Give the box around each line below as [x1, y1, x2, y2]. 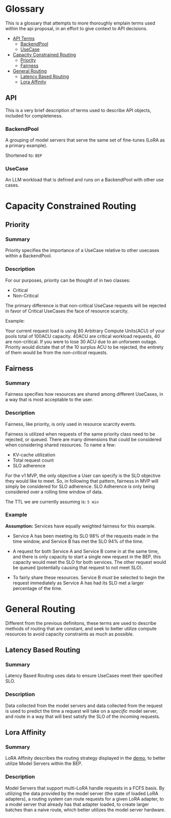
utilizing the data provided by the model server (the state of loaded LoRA [5, 790, 158, 797]
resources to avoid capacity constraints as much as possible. [5, 631, 134, 637]
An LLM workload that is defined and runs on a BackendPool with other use [5, 177, 164, 183]
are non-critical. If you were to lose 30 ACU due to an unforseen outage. [5, 338, 157, 345]
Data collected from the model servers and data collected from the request [5, 702, 163, 709]
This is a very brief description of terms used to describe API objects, [5, 107, 152, 113]
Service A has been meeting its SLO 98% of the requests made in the [12, 533, 159, 539]
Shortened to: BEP [5, 152, 42, 158]
